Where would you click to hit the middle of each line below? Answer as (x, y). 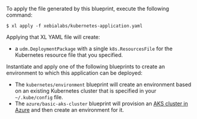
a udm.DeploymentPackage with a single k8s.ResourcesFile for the (94, 48)
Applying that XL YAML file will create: (53, 37)
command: (19, 15)
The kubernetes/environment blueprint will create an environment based (103, 84)
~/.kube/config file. (39, 97)
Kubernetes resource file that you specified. (69, 55)
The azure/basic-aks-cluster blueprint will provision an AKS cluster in (101, 103)
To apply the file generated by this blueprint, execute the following (88, 9)
